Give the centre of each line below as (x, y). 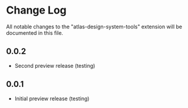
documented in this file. (35, 32)
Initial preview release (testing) (52, 99)
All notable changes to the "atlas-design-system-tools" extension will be (94, 27)
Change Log (36, 10)
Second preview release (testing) (55, 66)
